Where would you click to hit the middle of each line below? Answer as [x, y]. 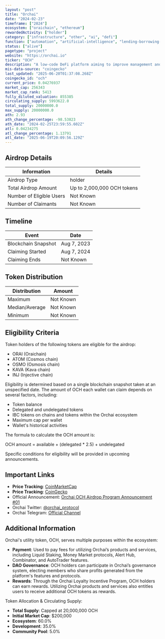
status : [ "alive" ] [24, 46]
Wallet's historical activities [40, 425]
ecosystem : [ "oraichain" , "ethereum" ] [45, 28]
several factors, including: [31, 395]
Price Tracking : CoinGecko [40, 492]
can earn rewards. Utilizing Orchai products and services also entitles [82, 586]
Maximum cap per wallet [37, 420]
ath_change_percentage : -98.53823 [41, 119]
